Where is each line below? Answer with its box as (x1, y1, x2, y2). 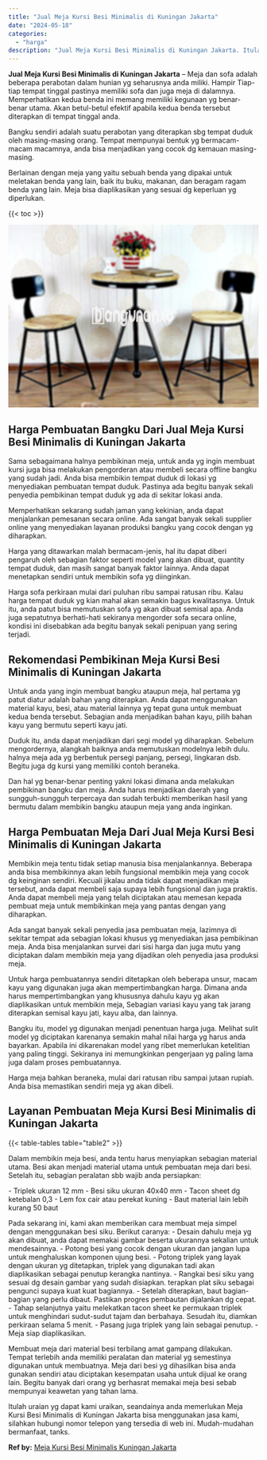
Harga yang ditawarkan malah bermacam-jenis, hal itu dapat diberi (8, 547, 227, 556)
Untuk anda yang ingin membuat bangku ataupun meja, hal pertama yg (8, 686, 241, 697)
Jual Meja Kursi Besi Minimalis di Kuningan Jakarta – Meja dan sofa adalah (8, 69, 258, 79)
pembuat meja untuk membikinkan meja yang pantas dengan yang (8, 901, 226, 911)
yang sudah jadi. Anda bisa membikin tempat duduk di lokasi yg (8, 473, 217, 483)
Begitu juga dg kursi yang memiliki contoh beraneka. (8, 761, 180, 771)
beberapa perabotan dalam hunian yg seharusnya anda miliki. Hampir (8, 78, 236, 88)
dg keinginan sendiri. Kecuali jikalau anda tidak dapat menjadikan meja (8, 876, 240, 885)
